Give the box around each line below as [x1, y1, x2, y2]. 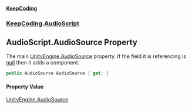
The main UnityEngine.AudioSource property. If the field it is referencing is [6, 53, 187, 60]
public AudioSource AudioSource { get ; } [6, 70, 109, 76]
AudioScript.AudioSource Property [6, 37, 138, 47]
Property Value [6, 83, 44, 90]
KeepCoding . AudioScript [6, 19, 79, 28]
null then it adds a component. [6, 59, 80, 66]
